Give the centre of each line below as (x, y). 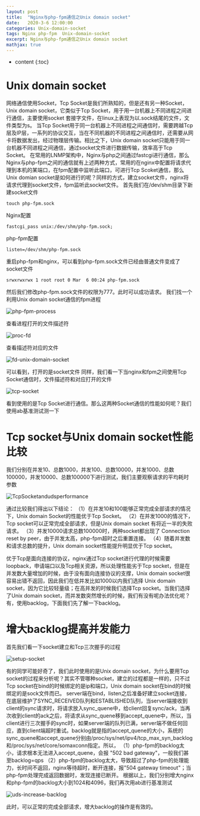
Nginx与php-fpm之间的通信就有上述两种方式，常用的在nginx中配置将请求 (96, 162)
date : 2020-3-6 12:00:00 (40, 23)
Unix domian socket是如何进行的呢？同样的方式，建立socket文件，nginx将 (98, 177)
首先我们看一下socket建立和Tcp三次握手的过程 (63, 646)
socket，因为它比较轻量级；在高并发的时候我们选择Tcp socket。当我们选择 (98, 588)
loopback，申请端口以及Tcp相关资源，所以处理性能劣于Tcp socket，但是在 (98, 566)
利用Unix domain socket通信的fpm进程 (54, 299)
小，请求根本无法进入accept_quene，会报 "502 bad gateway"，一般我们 (95, 752)
